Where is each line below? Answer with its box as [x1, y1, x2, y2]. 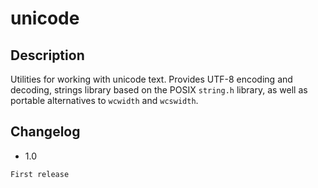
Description [10, 47, 85, 64]
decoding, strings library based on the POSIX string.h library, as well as [10, 84, 308, 96]
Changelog [10, 123, 81, 141]
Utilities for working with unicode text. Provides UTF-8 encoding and [10, 73, 293, 85]
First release [10, 169, 70, 179]
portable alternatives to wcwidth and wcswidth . [10, 95, 199, 106]
